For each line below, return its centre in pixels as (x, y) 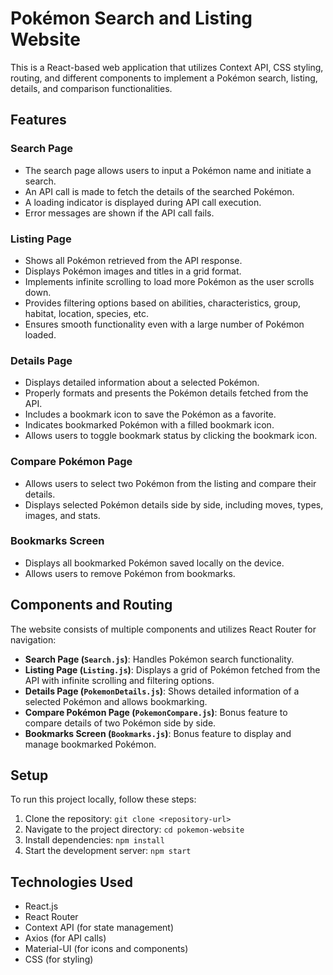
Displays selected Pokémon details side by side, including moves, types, (174, 504)
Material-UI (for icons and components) (106, 949)
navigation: (33, 639)
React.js (41, 906)
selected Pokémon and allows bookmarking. (116, 701)
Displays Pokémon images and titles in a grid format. (133, 271)
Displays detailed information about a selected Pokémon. (142, 383)
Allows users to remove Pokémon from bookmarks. (130, 573)
